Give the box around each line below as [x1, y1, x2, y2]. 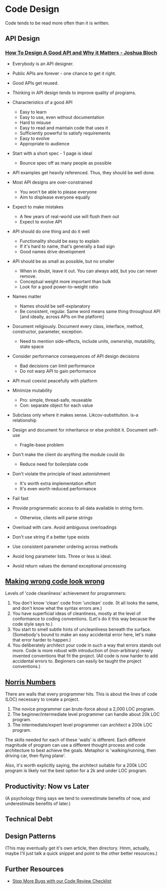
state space [19, 343, 44, 349]
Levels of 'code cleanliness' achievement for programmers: [5, 590, 126, 596]
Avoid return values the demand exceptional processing [12, 562, 126, 568]
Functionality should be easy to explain [19, 238, 100, 244]
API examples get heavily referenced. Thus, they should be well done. [12, 169, 155, 175]
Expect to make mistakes [12, 204, 63, 210]
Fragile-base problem [19, 442, 64, 447]
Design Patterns [5, 832, 56, 840]
